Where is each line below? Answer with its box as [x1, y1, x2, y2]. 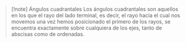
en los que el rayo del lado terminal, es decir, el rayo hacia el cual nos [11, 12, 181, 19]
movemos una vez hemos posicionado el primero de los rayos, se [11, 18, 171, 25]
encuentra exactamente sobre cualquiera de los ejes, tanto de [11, 24, 162, 31]
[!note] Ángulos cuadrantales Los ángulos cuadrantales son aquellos [11, 6, 178, 12]
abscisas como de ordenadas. [11, 31, 85, 38]
